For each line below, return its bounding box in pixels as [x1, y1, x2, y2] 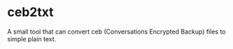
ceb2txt [7, 4, 54, 20]
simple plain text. [7, 34, 57, 43]
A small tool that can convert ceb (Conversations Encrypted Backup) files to [7, 27, 226, 36]
